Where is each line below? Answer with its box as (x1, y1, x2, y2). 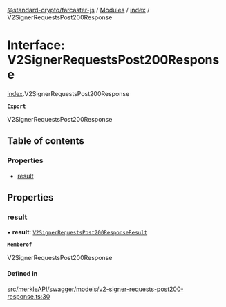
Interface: (7, 37, 66, 53)
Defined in (7, 269, 38, 277)
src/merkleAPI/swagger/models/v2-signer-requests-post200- (7, 285, 184, 293)
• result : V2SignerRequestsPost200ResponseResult (7, 228, 148, 236)
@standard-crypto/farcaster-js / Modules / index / (7, 6, 150, 14)
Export (7, 103, 26, 110)
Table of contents (7, 135, 84, 147)
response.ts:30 (7, 292, 50, 300)
